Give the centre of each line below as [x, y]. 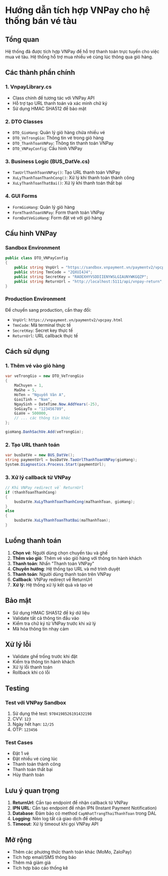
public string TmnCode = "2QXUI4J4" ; [53, 272]
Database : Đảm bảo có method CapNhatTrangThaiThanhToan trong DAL [84, 813]
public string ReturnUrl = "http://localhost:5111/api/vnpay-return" [88, 281]
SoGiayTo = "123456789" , [40, 409]
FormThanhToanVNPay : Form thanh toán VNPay [58, 212]
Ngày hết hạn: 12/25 [33, 724]
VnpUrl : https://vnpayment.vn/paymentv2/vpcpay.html [67, 320]
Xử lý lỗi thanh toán [32, 667]
